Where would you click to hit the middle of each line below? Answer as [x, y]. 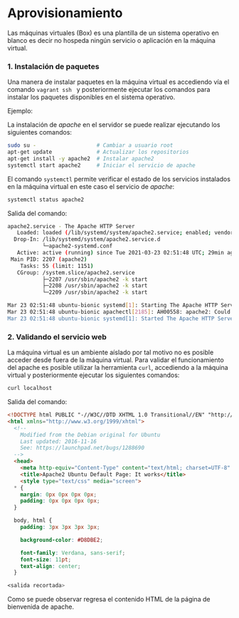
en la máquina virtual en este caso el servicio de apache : [91, 186]
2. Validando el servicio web [57, 336]
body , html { [33, 521]
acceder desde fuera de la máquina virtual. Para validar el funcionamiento [116, 360]
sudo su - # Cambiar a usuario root [90, 145]
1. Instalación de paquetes [53, 66]
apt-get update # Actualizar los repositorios [99, 152]
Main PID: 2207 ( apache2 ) [49, 259]
